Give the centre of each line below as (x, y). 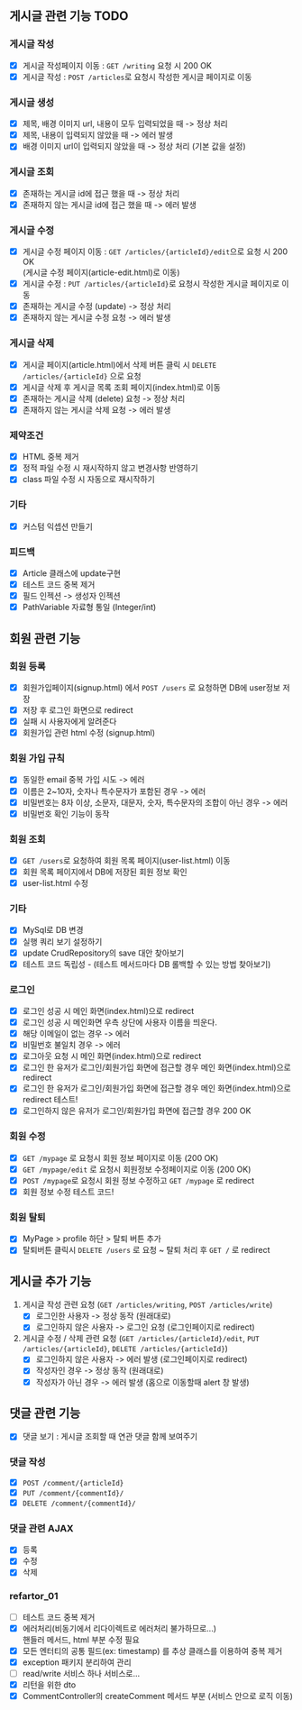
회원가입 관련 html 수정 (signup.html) (89, 733)
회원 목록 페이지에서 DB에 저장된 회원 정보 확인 (105, 872)
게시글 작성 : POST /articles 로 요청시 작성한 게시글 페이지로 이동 (137, 77)
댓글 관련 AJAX (41, 1528)
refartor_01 (34, 1596)
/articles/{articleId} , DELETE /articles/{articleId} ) (125, 1349)
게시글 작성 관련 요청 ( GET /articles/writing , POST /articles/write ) (147, 1304)
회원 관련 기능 (45, 638)
